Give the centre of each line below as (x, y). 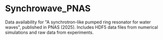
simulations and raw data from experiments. (49, 32)
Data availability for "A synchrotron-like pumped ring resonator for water (78, 22)
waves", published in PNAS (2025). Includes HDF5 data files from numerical (81, 27)
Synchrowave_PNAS (48, 9)
